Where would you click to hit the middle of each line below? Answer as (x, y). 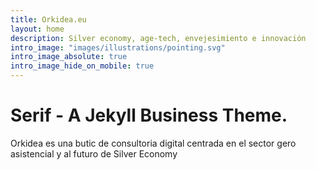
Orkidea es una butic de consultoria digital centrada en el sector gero (153, 143)
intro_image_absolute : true (69, 57)
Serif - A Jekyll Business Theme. (149, 115)
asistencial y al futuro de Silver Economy (94, 153)
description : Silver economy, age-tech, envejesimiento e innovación (158, 38)
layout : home (37, 29)
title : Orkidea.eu (48, 19)
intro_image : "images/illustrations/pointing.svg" (118, 47)
